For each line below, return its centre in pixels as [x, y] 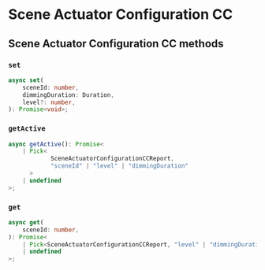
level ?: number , [49, 102]
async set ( [26, 80]
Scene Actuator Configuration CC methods [116, 44]
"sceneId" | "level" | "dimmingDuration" [119, 166]
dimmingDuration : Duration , [68, 95]
